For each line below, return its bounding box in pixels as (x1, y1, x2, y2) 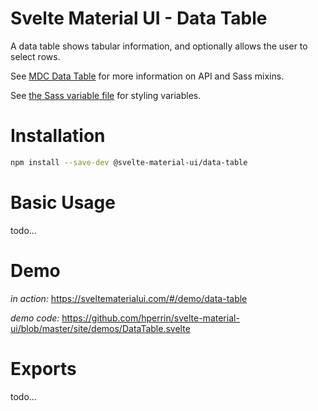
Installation (10, 125, 106, 147)
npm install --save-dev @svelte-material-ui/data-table (10, 157, 248, 167)
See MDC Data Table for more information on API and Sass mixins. (10, 70, 285, 82)
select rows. (10, 50, 61, 62)
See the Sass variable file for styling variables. (10, 89, 202, 101)
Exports (10, 357, 77, 380)
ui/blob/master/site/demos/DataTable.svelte (10, 322, 191, 334)
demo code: (10, 312, 60, 324)
